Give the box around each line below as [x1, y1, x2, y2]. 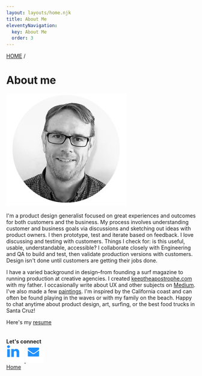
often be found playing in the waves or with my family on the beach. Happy [6, 294, 192, 301]
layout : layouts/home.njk [6, 10, 71, 16]
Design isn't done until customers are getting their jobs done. [6, 257, 158, 265]
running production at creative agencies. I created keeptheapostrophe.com [6, 275, 192, 283]
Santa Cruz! [6, 307, 36, 315]
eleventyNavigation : [6, 22, 58, 28]
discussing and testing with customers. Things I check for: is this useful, [6, 238, 185, 245]
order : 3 [11, 35, 34, 42]
